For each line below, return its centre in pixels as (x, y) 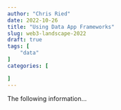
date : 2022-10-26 (33, 20)
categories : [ (28, 66)
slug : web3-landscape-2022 (47, 33)
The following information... (47, 98)
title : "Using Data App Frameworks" (61, 27)
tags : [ (19, 46)
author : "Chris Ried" (39, 14)
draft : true (25, 40)
